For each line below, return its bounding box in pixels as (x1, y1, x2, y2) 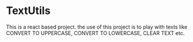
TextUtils (6, 4, 51, 17)
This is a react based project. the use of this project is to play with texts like (6, 23, 188, 30)
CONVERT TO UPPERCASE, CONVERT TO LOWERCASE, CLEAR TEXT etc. (6, 29, 185, 36)
